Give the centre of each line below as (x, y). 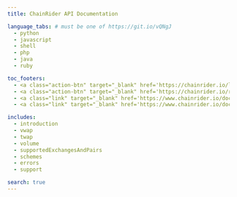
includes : (22, 117)
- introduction (36, 124)
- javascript (33, 39)
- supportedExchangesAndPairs (58, 150)
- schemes (28, 157)
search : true (26, 183)
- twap (23, 137)
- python (26, 33)
